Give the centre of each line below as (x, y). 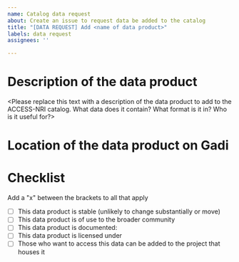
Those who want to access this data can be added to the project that (119, 243)
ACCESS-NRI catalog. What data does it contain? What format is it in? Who (117, 109)
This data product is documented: (67, 228)
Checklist (36, 178)
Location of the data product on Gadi (118, 146)
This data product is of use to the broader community (96, 220)
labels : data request (40, 34)
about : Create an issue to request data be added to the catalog (106, 21)
